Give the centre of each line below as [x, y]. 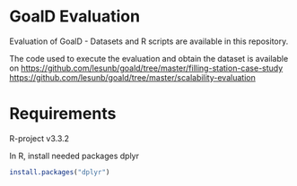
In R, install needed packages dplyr [74, 156]
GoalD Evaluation [75, 17]
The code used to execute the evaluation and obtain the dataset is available [149, 58]
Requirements [63, 114]
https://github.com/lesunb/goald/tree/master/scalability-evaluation [132, 77]
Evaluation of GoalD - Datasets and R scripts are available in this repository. [149, 41]
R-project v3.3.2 [39, 138]
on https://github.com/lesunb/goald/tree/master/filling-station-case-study [146, 68]
